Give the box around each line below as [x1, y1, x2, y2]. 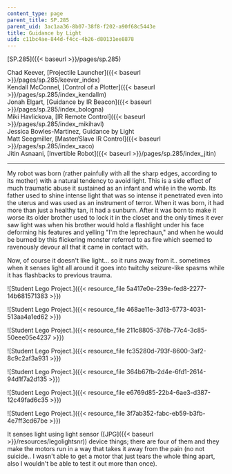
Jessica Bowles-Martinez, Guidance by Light [7, 128, 135, 136]
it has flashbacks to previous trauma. [7, 271, 113, 279]
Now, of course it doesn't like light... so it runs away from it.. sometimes [7, 256, 211, 265]
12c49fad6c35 [7, 396, 48, 404]
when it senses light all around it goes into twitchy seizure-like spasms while [7, 264, 225, 272]
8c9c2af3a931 [7, 354, 48, 362]
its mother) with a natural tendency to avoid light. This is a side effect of [7, 177, 211, 185]
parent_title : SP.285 [7, 17, 70, 24]
